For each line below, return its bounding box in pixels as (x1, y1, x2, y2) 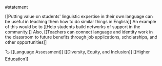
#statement (5, 4, 28, 10)
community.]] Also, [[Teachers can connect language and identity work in (5, 29, 153, 34)
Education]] (5, 56, 29, 62)
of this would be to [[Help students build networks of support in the (5, 24, 141, 30)
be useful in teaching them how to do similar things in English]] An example (5, 19, 157, 24)
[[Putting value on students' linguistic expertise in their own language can (5, 14, 153, 19)
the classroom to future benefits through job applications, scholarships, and (5, 34, 158, 40)
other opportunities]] (5, 39, 47, 45)
